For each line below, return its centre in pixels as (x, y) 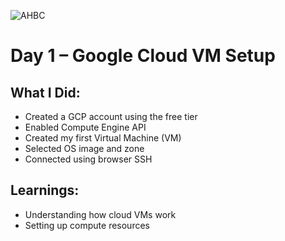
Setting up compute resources (87, 225)
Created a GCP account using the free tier (111, 116)
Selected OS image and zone (84, 148)
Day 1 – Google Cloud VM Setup (143, 56)
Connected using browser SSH (88, 159)
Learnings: (45, 190)
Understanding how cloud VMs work (100, 214)
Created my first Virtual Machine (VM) (103, 138)
